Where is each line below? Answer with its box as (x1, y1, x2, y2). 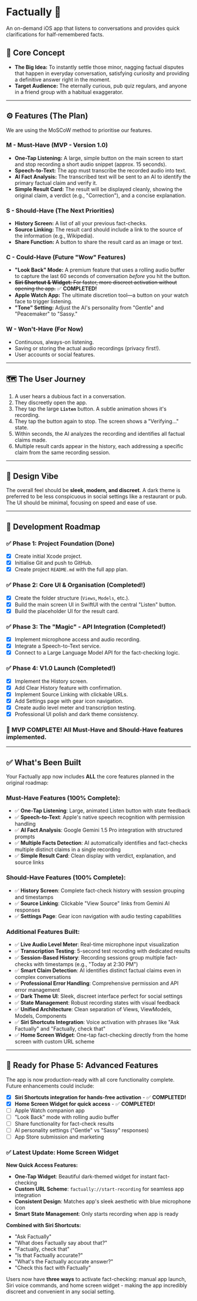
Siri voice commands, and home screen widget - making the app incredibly (6, 1282, 188, 1289)
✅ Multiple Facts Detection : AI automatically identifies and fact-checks (14, 839, 188, 846)
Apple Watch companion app (14, 1107, 85, 1114)
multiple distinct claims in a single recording (14, 846, 121, 853)
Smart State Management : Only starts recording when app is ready (14, 1211, 179, 1218)
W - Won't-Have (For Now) (6, 325, 84, 333)
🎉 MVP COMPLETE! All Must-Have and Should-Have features (6, 726, 184, 734)
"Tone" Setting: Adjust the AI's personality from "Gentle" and (14, 304, 164, 311)
